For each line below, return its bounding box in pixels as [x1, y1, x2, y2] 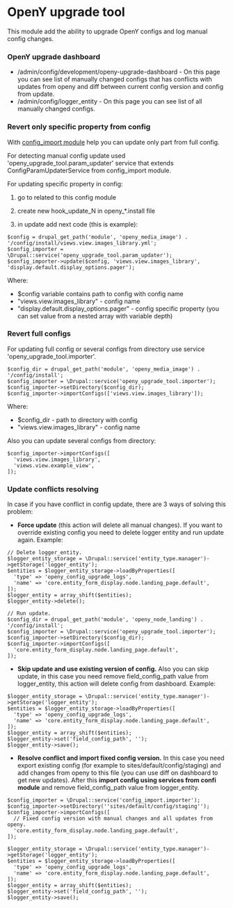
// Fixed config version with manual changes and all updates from [13, 815, 214, 822]
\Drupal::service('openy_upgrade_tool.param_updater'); [7, 252, 172, 259]
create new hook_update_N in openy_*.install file [17, 206, 156, 215]
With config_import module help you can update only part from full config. [7, 138, 220, 146]
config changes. [7, 34, 54, 42]
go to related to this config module [17, 193, 117, 202]
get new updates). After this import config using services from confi [17, 776, 217, 784]
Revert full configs [7, 329, 71, 339]
